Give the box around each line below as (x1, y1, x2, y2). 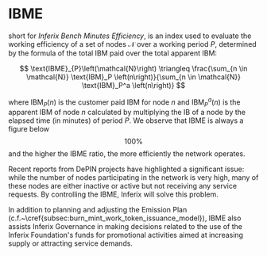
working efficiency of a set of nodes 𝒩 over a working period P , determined (8, 39, 257, 48)
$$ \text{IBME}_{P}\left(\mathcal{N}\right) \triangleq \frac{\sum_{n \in (19, 63, 248, 73)
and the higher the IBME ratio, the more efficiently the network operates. (8, 149, 246, 159)
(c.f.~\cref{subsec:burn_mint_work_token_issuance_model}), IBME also (8, 213, 242, 223)
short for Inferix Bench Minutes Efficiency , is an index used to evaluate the (8, 31, 252, 40)
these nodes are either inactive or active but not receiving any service (8, 181, 237, 191)
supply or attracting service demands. (8, 239, 133, 248)
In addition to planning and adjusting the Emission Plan (8, 205, 188, 215)
